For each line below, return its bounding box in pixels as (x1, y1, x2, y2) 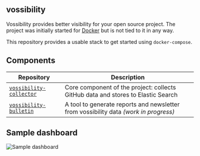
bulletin (9, 107, 34, 114)
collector (9, 90, 37, 97)
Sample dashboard (6, 128, 78, 138)
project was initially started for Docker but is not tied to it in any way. (6, 27, 174, 34)
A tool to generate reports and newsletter (64, 100, 180, 109)
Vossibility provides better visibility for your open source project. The (6, 20, 176, 27)
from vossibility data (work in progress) (64, 107, 175, 116)
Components (6, 56, 55, 66)
